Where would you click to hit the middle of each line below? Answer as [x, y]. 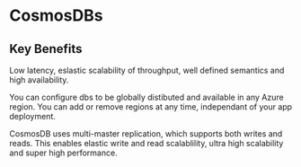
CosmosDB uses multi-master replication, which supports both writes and [146, 134]
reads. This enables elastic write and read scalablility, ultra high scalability [146, 143]
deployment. [32, 116]
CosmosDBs [56, 16]
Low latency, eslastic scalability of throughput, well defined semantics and [147, 70]
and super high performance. [64, 153]
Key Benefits [46, 49]
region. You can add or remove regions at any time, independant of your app [151, 107]
